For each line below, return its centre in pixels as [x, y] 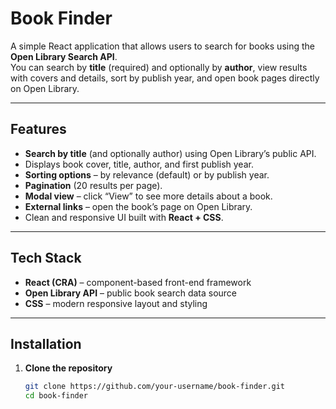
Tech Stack [46, 258]
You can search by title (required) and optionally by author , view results [159, 67]
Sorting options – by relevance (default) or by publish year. [147, 174]
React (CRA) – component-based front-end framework [138, 282]
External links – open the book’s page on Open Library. [138, 206]
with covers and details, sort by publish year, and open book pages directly [165, 78]
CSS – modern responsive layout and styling [116, 303]
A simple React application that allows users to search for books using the [162, 46]
